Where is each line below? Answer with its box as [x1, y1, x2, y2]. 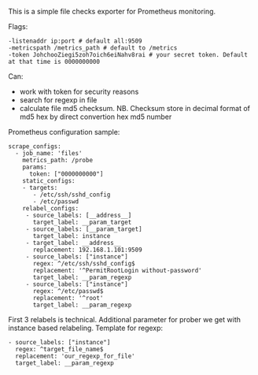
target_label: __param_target [32, 218, 132, 226]
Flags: [8, 22, 28, 31]
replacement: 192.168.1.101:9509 [32, 246, 143, 254]
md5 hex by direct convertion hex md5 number [19, 112, 172, 121]
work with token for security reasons [19, 87, 139, 96]
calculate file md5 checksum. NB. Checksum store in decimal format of [19, 104, 250, 113]
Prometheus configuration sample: [8, 128, 120, 136]
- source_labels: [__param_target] [25, 225, 143, 233]
